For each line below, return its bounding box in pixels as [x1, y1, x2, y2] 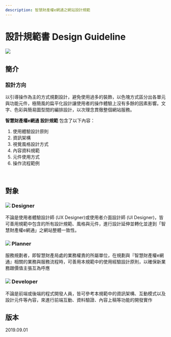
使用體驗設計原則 [12, 128, 49, 135]
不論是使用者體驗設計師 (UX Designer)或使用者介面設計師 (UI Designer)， [5, 214, 159, 220]
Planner [11, 240, 32, 247]
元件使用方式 [12, 154, 40, 160]
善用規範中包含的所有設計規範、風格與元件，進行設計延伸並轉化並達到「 [9, 220, 161, 227]
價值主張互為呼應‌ [14, 265, 50, 271]
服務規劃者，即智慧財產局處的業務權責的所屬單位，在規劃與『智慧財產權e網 [5, 252, 164, 258]
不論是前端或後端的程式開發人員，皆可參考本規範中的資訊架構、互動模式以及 [5, 290, 166, 296]
